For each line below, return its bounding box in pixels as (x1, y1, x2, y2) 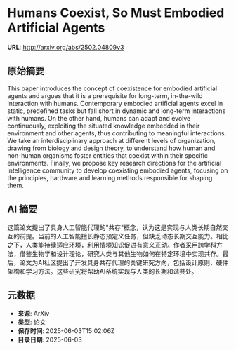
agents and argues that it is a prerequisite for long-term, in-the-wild (7, 91, 203, 100)
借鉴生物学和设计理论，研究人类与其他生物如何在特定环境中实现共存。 (19, 249, 223, 257)
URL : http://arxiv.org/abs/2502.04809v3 (7, 43, 124, 51)
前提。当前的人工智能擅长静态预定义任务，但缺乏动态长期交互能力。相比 (19, 231, 229, 240)
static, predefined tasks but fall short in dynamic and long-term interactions (7, 107, 226, 115)
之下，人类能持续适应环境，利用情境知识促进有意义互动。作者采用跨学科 (7, 241, 216, 249)
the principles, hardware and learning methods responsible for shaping (7, 173, 213, 182)
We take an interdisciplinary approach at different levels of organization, (7, 136, 216, 144)
